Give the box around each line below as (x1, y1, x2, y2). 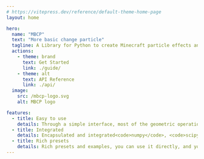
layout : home (6, 15, 39, 21)
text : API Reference (22, 76, 75, 83)
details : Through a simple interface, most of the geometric (17, 121, 175, 127)
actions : (12, 48, 34, 55)
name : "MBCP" (12, 31, 45, 37)
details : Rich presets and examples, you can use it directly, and (17, 144, 191, 150)
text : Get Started (22, 59, 69, 66)
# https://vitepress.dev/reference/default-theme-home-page (6, 8, 162, 15)
